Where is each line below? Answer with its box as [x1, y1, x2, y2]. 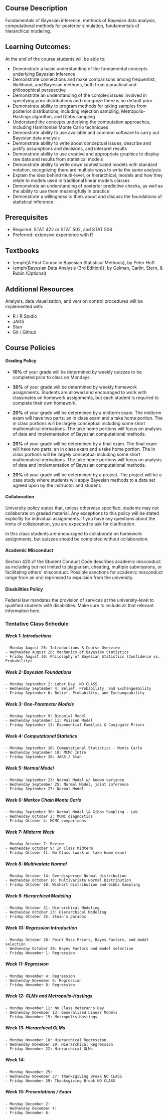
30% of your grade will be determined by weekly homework [12, 384, 137, 390]
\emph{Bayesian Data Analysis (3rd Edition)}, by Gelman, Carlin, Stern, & [12, 265, 163, 271]
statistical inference [12, 199, 54, 205]
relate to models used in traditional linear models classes [12, 177, 130, 183]
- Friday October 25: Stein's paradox [5, 914, 86, 919]
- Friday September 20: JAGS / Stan [5, 755, 82, 760]
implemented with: [5, 303, 44, 310]
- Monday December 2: [5, 1101, 51, 1106]
